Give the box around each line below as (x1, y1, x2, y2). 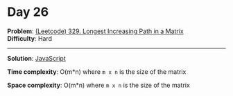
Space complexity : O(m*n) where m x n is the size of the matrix (7, 81, 191, 89)
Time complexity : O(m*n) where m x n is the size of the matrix (7, 67, 187, 76)
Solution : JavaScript (7, 54, 66, 62)
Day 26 (7, 4, 49, 20)
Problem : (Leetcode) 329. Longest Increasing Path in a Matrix (7, 27, 184, 35)
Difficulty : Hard (7, 34, 53, 42)
